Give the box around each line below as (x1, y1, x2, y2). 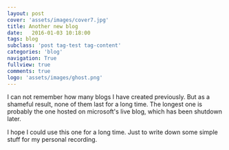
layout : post (7, 10, 45, 17)
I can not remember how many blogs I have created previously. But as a (7, 93, 210, 101)
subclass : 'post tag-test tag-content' (7, 42, 122, 49)
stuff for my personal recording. (7, 136, 98, 144)
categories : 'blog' (7, 49, 63, 56)
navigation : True (7, 55, 57, 62)
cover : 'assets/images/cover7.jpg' (7, 17, 109, 23)
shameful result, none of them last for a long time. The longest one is (7, 100, 203, 109)
